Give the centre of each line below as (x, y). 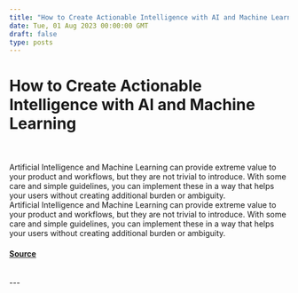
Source (23, 253)
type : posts (31, 42)
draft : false (33, 34)
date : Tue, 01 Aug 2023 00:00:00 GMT (79, 26)
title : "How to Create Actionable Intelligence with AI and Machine (138, 17)
